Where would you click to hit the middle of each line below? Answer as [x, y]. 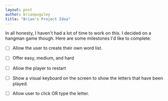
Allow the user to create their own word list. [57, 48]
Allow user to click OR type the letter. [51, 93]
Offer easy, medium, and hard [43, 58]
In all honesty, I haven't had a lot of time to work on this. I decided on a [78, 33]
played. [20, 84]
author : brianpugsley [28, 14]
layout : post [19, 10]
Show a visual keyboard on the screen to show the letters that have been [88, 78]
